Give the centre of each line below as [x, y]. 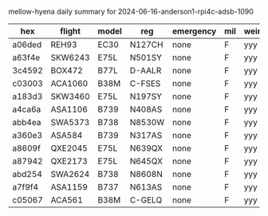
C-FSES [145, 83]
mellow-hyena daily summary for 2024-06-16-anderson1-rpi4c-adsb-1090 [131, 12]
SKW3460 [70, 96]
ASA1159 [69, 187]
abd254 [27, 174]
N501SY [146, 57]
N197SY [146, 96]
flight [70, 31]
